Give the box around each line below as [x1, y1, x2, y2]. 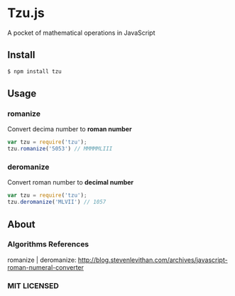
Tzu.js [7, 5, 45, 21]
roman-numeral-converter [7, 263, 84, 271]
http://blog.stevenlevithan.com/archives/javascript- [77, 256, 229, 264]
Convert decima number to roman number [7, 125, 133, 133]
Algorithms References [7, 239, 89, 249]
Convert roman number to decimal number [7, 178, 134, 187]
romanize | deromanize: [7, 256, 77, 264]
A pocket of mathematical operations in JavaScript [7, 28, 155, 37]
